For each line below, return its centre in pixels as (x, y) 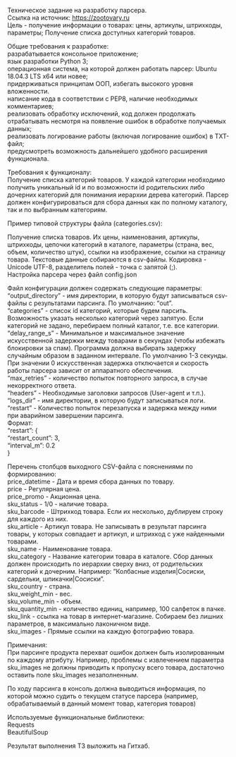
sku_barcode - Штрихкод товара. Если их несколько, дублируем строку (115, 511)
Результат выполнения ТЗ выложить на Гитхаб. (79, 746)
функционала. (28, 159)
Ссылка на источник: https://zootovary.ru (69, 18)
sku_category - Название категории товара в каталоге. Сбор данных (110, 556)
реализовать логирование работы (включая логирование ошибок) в (110, 136)
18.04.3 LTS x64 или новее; (48, 76)
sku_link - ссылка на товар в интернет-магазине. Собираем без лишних (115, 616)
